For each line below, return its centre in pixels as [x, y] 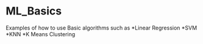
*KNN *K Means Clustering [41, 34]
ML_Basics [34, 11]
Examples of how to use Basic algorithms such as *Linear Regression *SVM [101, 28]
